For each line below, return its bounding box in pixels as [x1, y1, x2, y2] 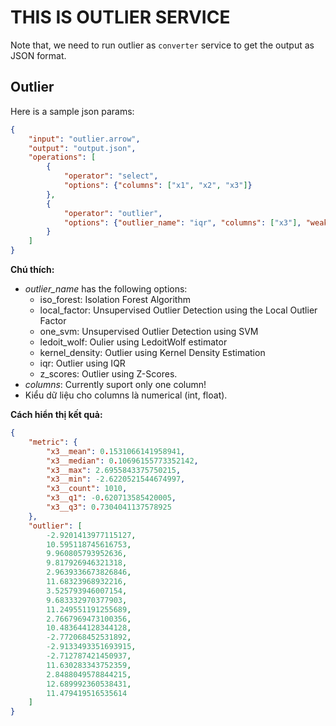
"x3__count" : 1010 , [46, 484, 128, 494]
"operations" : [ [28, 152, 97, 163]
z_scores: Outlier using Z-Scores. [39, 368, 178, 380]
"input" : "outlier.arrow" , [28, 134, 141, 144]
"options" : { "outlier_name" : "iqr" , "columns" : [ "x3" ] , [63, 217, 302, 228]
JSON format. [10, 49, 67, 61]
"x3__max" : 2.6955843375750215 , [46, 465, 182, 475]
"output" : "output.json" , [28, 143, 137, 153]
